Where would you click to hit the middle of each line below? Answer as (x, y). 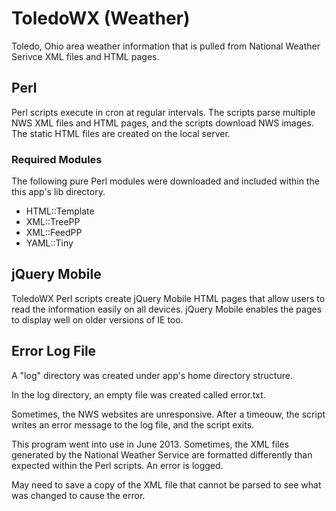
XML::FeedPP (54, 233)
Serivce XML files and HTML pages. (85, 56)
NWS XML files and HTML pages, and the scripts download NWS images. (162, 123)
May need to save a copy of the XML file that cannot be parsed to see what (166, 484)
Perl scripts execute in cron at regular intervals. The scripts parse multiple (163, 112)
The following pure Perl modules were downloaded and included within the (165, 181)
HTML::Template (60, 211)
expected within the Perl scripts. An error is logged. (117, 465)
